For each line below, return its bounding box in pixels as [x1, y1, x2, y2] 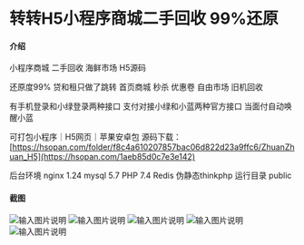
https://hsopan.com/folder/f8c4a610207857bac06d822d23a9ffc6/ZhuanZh [12, 142, 295, 152]
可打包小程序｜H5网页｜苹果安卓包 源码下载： [9, 132, 181, 142]
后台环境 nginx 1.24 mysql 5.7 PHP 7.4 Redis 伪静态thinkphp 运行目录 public [9, 170, 292, 181]
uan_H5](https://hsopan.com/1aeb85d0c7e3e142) [9, 152, 196, 162]
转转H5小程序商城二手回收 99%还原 [9, 8, 279, 29]
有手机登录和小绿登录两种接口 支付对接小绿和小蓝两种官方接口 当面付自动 [9, 101, 284, 112]
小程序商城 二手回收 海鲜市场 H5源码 [9, 63, 147, 73]
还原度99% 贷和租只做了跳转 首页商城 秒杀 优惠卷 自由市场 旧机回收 [9, 82, 263, 93]
